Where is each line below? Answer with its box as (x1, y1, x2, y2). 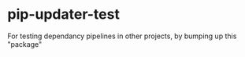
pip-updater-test (7, 5, 120, 23)
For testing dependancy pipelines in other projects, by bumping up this (7, 31, 237, 41)
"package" (7, 39, 43, 48)
